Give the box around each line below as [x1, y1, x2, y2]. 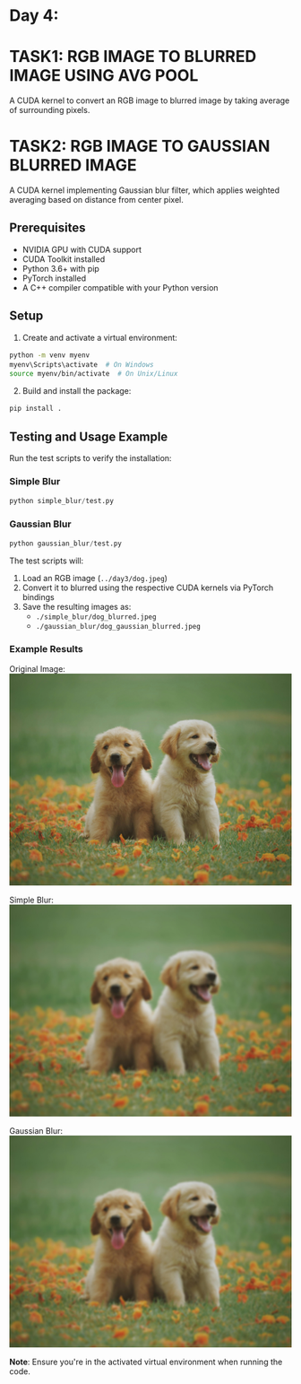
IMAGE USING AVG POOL [9, 65, 199, 86]
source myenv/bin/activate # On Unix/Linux [9, 370, 178, 379]
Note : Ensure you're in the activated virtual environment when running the [9, 1356, 283, 1367]
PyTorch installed [21, 273, 87, 283]
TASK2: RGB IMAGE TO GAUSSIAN [9, 136, 271, 157]
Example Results [9, 643, 83, 656]
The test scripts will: [9, 555, 84, 566]
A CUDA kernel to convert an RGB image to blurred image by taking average [9, 95, 290, 106]
